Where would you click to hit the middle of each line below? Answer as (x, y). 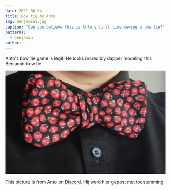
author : (13, 43)
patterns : (16, 32)
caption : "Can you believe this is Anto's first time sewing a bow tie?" (85, 27)
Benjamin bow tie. (24, 63)
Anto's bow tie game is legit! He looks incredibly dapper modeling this (78, 58)
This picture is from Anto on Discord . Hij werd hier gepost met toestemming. (85, 182)
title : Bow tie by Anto (31, 16)
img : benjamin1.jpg (26, 21)
